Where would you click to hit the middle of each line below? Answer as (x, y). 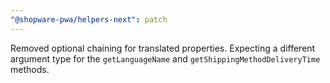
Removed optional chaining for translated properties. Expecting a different (163, 48)
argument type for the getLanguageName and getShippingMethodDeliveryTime (165, 58)
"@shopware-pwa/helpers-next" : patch (89, 19)
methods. (30, 69)
